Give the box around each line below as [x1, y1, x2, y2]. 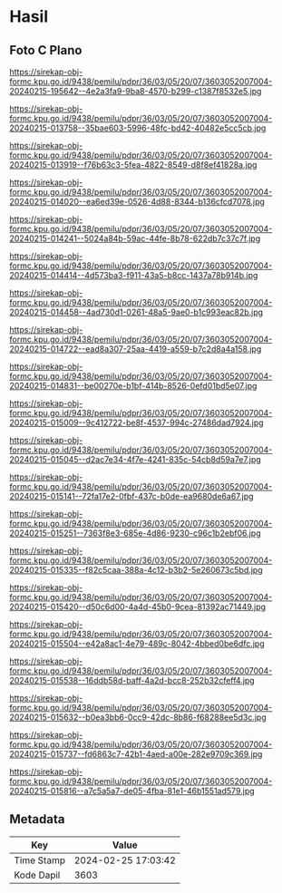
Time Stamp [14, 854, 66, 867]
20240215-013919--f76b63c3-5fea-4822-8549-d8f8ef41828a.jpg [9, 160, 258, 170]
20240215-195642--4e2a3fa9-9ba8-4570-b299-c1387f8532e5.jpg [9, 86, 262, 96]
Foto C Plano [9, 43, 83, 58]
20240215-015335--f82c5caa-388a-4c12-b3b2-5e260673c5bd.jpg [9, 565, 263, 575]
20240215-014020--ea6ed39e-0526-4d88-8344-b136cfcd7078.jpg [9, 197, 266, 207]
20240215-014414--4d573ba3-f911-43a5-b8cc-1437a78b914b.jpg [9, 270, 258, 280]
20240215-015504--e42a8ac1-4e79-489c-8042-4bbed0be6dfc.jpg [9, 638, 265, 649]
